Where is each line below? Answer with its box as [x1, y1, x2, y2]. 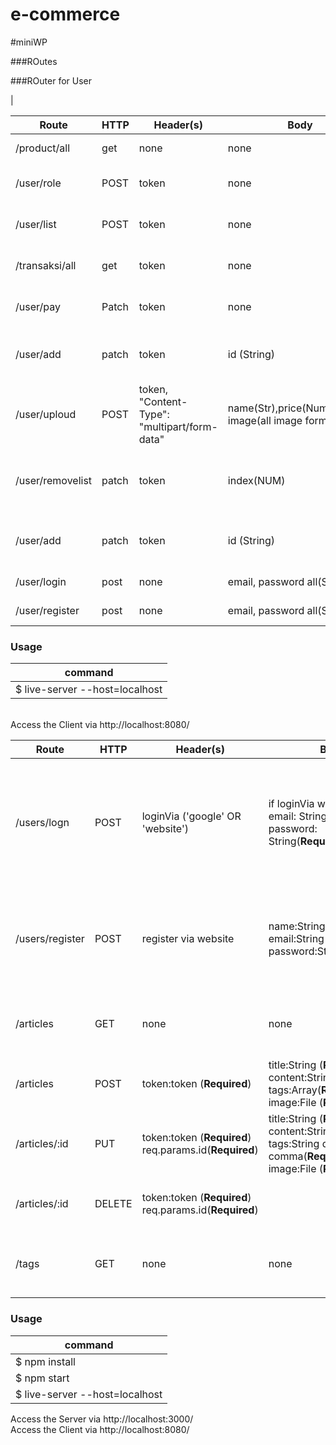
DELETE [94, 1197, 133, 1211]
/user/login [15, 574, 67, 588]
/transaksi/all [15, 258, 77, 272]
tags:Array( [268, 1083, 322, 1097]
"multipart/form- [138, 419, 218, 433]
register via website [141, 932, 235, 946]
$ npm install [15, 1354, 76, 1368]
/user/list [15, 217, 57, 231]
